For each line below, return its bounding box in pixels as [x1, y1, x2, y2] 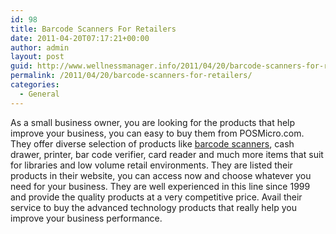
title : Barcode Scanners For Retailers [10, 24, 177, 34]
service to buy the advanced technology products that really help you [10, 201, 297, 213]
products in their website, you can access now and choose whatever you [10, 169, 312, 181]
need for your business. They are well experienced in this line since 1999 [10, 180, 311, 192]
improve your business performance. [10, 212, 163, 224]
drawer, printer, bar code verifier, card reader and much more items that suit [10, 148, 324, 160]
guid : [10, 61, 33, 71]
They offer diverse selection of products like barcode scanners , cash [10, 137, 295, 150]
